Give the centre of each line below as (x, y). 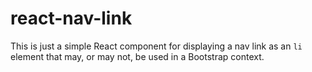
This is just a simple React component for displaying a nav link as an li (156, 46)
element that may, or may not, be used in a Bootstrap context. (137, 56)
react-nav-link (71, 18)
